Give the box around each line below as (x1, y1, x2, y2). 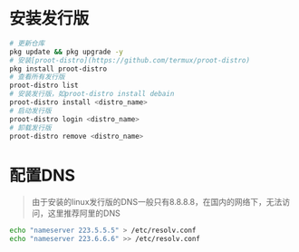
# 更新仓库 (9, 38, 45, 48)
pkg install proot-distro (9, 64, 107, 73)
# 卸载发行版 (9, 123, 52, 132)
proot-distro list (9, 81, 79, 91)
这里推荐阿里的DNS (47, 208, 121, 218)
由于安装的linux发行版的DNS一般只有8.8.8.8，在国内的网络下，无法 (31, 197, 283, 208)
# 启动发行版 (9, 106, 52, 115)
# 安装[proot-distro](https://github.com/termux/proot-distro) (9, 55, 251, 64)
